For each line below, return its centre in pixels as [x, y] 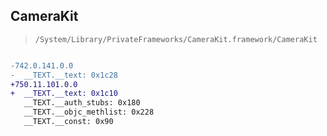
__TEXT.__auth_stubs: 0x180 [82, 103]
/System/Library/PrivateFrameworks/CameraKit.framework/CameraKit [176, 39]
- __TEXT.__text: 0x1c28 [64, 75]
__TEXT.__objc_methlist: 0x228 [89, 112]
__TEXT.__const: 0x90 [68, 122]
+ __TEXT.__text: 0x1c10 [64, 94]
